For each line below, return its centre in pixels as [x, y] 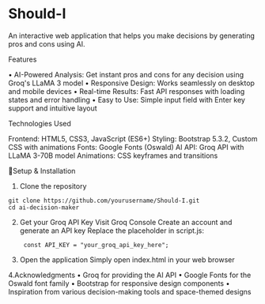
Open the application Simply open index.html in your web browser [127, 259]
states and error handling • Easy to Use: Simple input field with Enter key [127, 99]
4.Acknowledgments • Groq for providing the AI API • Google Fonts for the [130, 275]
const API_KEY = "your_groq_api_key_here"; [96, 245]
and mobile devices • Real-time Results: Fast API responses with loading [127, 91]
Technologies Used [40, 123]
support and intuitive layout [53, 108]
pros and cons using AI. [47, 43]
